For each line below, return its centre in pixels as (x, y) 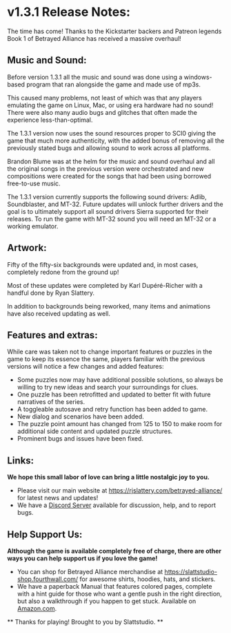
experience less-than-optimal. (50, 120)
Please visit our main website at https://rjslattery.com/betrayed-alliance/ (120, 490)
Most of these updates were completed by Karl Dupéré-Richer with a (105, 285)
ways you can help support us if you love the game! (82, 558)
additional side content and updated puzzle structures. (95, 431)
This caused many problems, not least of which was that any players (104, 98)
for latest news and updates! (58, 498)
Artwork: (27, 248)
